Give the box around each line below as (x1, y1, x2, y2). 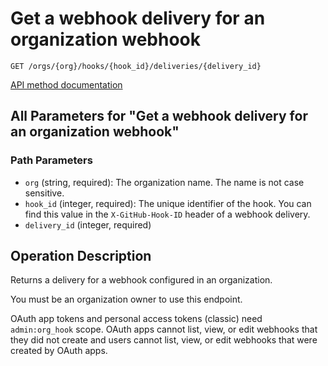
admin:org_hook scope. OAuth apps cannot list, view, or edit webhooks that (10, 323, 318, 336)
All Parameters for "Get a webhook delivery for (10, 108, 308, 125)
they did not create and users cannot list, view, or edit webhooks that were (10, 334, 318, 346)
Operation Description (10, 248, 152, 265)
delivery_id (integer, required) (24, 218, 152, 231)
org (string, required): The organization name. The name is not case (24, 176, 305, 188)
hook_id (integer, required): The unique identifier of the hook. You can (24, 197, 312, 209)
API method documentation (10, 78, 123, 91)
